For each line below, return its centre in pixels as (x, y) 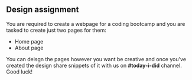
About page (29, 48)
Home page (29, 41)
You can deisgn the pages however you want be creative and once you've (96, 59)
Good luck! (19, 71)
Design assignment (43, 10)
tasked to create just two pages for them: (56, 30)
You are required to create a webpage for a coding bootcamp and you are (96, 24)
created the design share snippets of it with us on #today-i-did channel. (94, 65)
